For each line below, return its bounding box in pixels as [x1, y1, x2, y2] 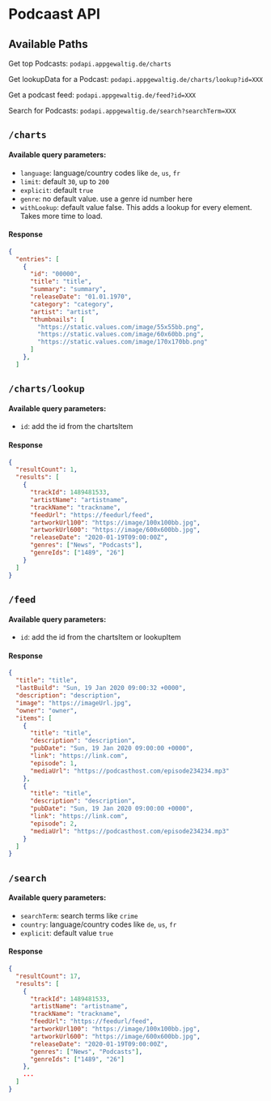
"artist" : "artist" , [29, 307, 100, 316]
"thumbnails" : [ [29, 315, 85, 323]
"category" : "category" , [29, 300, 114, 308]
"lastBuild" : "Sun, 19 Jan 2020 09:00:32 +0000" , [15, 684, 186, 692]
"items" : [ [15, 714, 53, 722]
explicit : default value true [19, 927, 114, 937]
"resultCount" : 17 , [15, 972, 82, 980]
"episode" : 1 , [29, 759, 78, 767]
